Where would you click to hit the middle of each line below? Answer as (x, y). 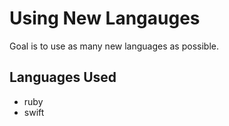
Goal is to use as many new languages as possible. (114, 46)
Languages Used (63, 77)
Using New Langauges (105, 18)
